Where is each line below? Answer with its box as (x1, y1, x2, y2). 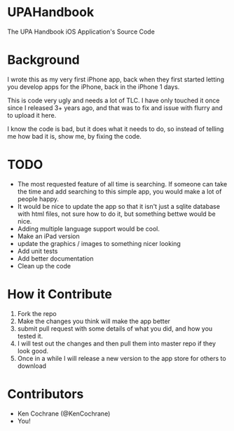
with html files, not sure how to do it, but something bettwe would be (17, 210, 216, 218)
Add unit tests (17, 247, 58, 255)
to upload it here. (7, 111, 57, 119)
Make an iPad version (17, 232, 81, 240)
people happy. (17, 194, 60, 203)
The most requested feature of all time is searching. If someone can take (17, 179, 228, 188)
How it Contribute (7, 287, 113, 302)
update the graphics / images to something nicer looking (17, 239, 181, 247)
